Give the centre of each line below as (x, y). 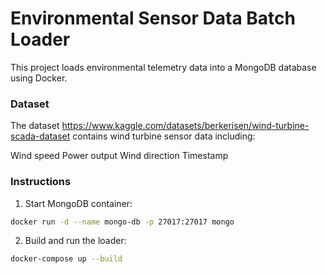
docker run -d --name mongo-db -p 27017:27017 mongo (122, 222)
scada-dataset (40, 136)
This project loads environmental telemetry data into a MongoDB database (163, 67)
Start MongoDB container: (78, 203)
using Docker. (39, 78)
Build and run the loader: (75, 241)
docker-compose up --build (66, 259)
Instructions (41, 182)
